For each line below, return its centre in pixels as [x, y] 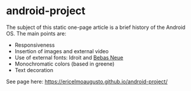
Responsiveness [35, 45]
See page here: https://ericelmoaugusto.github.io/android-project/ [87, 82]
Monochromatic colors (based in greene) [64, 64]
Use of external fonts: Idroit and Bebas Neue [69, 57]
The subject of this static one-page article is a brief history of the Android [96, 27]
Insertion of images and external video [61, 51]
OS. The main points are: [36, 33]
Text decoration [34, 70]
